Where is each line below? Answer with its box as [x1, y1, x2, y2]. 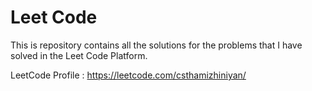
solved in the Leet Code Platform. [10, 49, 148, 61]
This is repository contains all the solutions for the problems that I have [10, 39, 303, 51]
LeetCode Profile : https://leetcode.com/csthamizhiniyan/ [10, 69, 247, 81]
